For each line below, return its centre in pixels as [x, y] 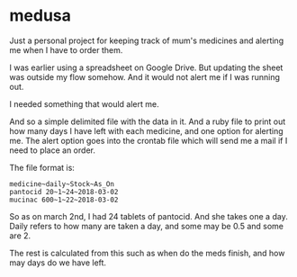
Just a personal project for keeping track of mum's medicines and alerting [147, 40]
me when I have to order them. [66, 49]
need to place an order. [53, 150]
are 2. [20, 236]
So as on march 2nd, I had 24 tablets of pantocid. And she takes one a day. [148, 216]
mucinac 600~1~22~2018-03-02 [64, 200]
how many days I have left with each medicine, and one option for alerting [146, 130]
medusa [40, 16]
